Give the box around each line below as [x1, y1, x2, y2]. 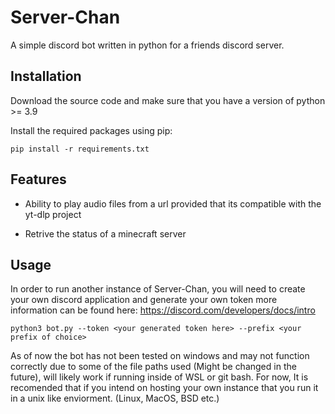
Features [10, 171, 67, 188]
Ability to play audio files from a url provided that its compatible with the [24, 197, 322, 210]
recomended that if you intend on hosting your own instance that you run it [10, 382, 319, 394]
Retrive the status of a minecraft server [24, 227, 187, 240]
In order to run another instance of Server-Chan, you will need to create [10, 283, 306, 295]
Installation [10, 68, 82, 85]
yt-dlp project [24, 208, 82, 220]
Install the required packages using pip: [10, 124, 173, 136]
